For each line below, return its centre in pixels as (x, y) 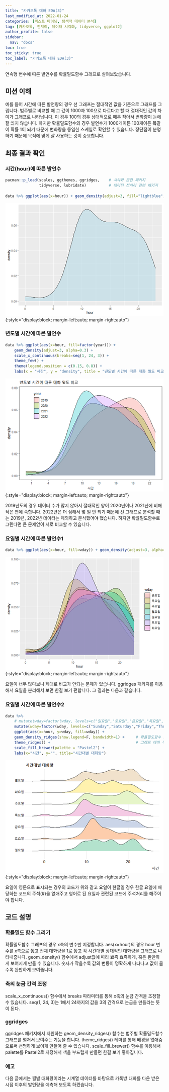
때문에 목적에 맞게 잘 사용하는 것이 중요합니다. (59, 136)
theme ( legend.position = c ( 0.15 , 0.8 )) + (58, 366)
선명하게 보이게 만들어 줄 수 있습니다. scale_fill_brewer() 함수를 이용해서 (90, 1046)
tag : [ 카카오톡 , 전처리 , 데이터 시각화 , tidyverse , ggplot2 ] (64, 27)
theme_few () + (29, 361)
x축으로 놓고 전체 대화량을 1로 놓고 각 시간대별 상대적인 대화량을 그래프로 (86, 951)
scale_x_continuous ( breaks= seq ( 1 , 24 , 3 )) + (62, 355)
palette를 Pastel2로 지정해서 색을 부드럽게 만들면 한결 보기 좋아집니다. (74, 1052)
